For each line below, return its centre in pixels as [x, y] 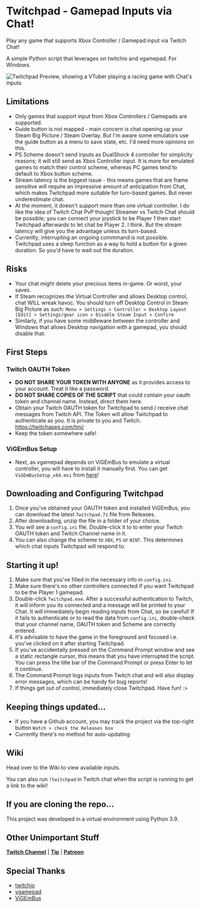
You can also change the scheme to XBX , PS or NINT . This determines [99, 540]
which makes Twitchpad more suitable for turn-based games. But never [103, 193]
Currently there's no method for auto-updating [72, 734]
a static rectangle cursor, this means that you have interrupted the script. [105, 656]
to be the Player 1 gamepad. [49, 592]
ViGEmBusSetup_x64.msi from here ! [57, 475]
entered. [25, 631]
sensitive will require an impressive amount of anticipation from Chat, [100, 186]
